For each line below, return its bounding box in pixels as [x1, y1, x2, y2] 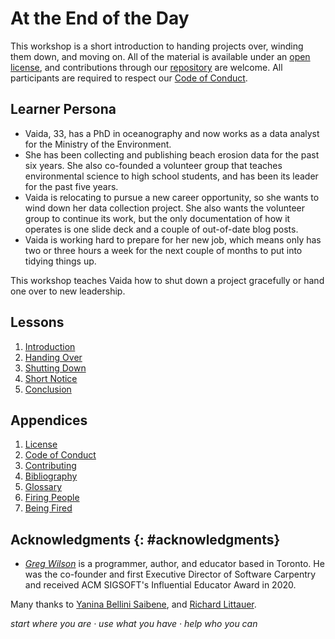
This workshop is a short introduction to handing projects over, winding [10, 40, 304, 52]
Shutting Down [24, 362, 87, 374]
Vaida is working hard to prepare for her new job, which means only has [24, 233, 322, 246]
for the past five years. [24, 180, 119, 192]
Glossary [24, 481, 63, 493]
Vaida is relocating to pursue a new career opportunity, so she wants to [24, 191, 320, 203]
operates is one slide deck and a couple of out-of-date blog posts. [24, 223, 299, 235]
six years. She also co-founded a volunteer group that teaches [24, 159, 283, 171]
